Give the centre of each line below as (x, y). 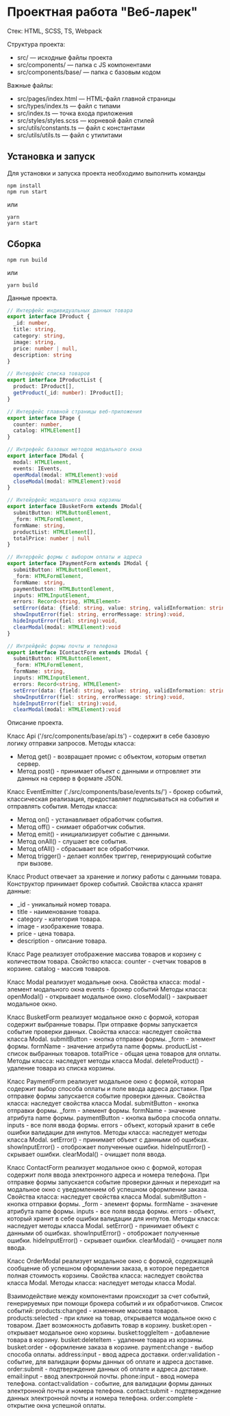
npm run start (27, 192)
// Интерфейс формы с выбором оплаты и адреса (75, 557)
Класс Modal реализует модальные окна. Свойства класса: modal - (106, 982)
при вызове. (35, 863)
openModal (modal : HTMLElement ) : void (65, 475)
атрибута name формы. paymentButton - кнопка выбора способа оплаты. (114, 1118)
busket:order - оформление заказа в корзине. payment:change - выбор (110, 1347)
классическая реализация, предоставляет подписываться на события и (113, 799)
